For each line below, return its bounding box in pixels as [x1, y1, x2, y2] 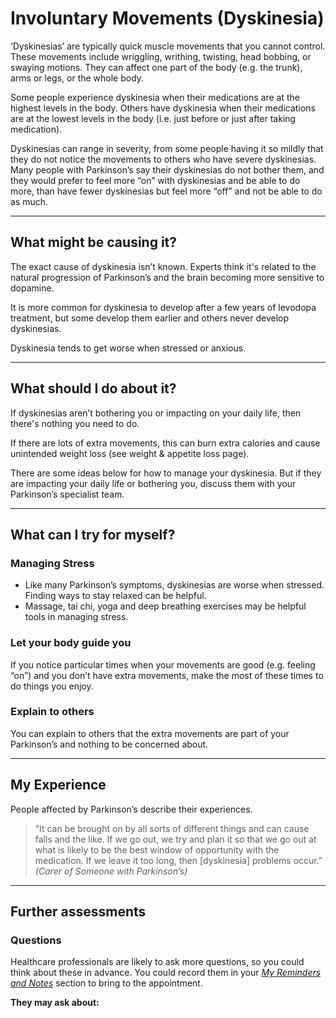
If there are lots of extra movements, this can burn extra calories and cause [10, 437, 321, 449]
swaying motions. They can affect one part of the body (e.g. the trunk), [10, 61, 303, 73]
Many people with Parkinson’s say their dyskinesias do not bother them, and [10, 163, 325, 176]
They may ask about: [10, 997, 100, 1009]
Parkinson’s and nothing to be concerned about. [10, 738, 209, 750]
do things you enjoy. [10, 680, 94, 692]
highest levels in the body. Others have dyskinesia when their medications [10, 102, 316, 114]
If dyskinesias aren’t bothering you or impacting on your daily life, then [10, 407, 302, 419]
